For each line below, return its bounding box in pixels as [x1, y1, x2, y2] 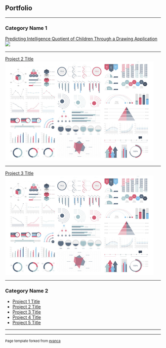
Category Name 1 [5, 24, 47, 31]
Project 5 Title [12, 320, 41, 326]
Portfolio [5, 4, 33, 12]
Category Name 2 [5, 288, 48, 294]
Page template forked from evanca [5, 339, 61, 344]
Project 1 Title [12, 298, 41, 304]
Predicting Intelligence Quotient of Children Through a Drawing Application [5, 36, 158, 42]
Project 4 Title [12, 314, 41, 320]
